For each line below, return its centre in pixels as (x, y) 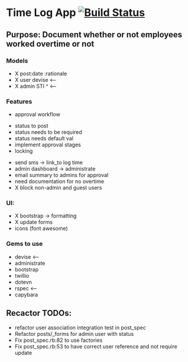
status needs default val (44, 139)
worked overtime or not (50, 44)
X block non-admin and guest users (58, 188)
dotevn (23, 282)
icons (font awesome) (41, 229)
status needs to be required (48, 132)
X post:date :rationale (41, 73)
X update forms (34, 222)
